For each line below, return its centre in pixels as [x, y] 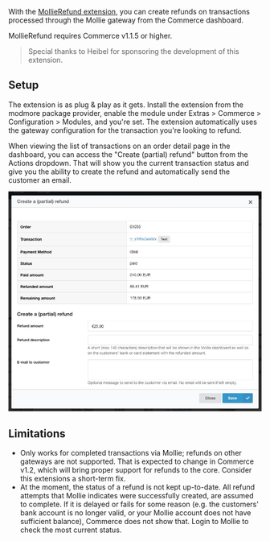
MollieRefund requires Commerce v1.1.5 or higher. [90, 36]
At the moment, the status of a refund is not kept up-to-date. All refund [137, 487]
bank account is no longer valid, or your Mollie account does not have [135, 513]
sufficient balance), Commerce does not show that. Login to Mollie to [134, 522]
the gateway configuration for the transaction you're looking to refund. [125, 130]
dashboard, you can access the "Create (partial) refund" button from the [128, 154]
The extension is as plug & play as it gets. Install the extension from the [126, 105]
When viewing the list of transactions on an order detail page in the [119, 146]
